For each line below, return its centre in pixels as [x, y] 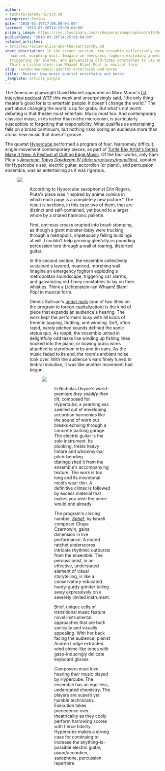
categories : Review [25, 19]
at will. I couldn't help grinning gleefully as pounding [82, 240]
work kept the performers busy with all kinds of [78, 317]
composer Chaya [72, 524]
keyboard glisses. [72, 659]
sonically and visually [76, 627]
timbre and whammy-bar [79, 451]
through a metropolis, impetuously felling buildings [81, 235]
